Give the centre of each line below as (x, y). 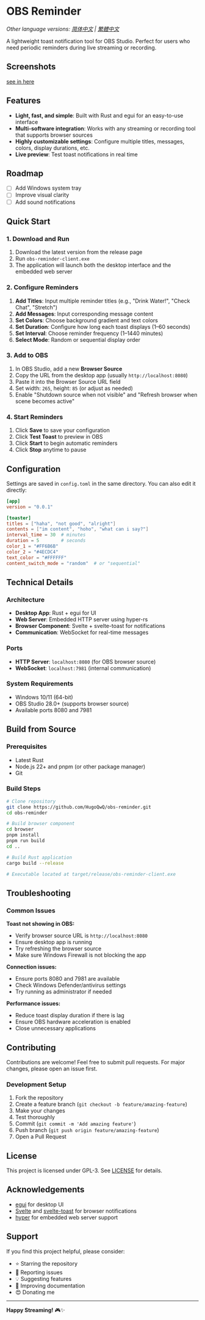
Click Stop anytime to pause (51, 450)
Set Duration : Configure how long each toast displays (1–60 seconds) (103, 326)
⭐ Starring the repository (46, 1263)
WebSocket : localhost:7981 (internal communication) (83, 668)
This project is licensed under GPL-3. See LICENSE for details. (85, 1170)
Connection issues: (31, 967)
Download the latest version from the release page (79, 252)
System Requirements (40, 683)
